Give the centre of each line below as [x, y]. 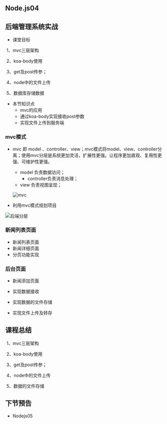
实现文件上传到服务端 [42, 123]
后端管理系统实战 [32, 26]
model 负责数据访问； [42, 172]
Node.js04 [22, 8]
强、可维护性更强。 [32, 161]
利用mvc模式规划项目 [34, 205]
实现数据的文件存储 [32, 302]
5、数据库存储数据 [25, 93]
